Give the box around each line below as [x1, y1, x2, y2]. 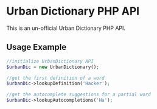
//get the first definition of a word [6, 75, 105, 81]
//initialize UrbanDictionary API [6, 58, 94, 65]
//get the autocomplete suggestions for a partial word [6, 91, 151, 98]
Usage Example [6, 42, 67, 52]
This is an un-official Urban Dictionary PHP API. [6, 24, 126, 32]
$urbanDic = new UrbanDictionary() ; [6, 64, 99, 70]
